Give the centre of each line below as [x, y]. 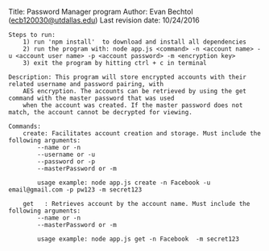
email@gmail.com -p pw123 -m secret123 [75, 190]
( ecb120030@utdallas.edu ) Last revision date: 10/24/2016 [104, 20]
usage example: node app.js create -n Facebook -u [124, 183]
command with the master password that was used [91, 98]
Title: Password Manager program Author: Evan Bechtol [101, 12]
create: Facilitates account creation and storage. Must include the [142, 134]
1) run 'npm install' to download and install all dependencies [135, 42]
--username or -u [66, 154]
